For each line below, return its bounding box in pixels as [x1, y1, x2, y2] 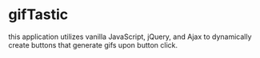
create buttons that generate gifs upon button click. [8, 40, 178, 49]
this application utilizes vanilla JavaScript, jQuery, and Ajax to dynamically [8, 32, 252, 41]
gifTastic [8, 6, 69, 24]
